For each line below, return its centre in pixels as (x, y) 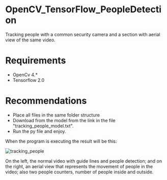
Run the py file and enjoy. (39, 131)
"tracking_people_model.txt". (43, 126)
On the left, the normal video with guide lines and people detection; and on (83, 161)
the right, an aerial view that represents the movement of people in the (79, 166)
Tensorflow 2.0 (29, 80)
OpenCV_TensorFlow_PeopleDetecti (83, 9)
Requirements (36, 61)
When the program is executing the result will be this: (61, 141)
